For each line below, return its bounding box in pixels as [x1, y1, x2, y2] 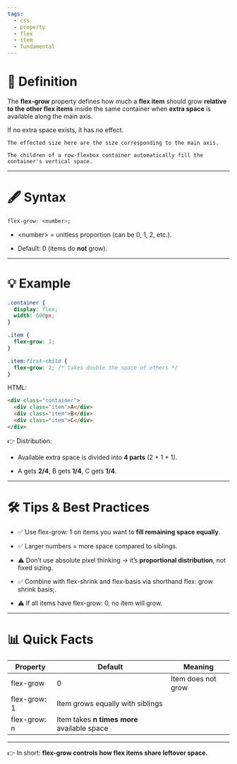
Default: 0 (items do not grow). [17, 244, 108, 252]
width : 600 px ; [13, 312, 55, 319]
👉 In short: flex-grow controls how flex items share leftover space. [7, 748, 208, 757]
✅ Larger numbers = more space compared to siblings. [17, 541, 178, 550]
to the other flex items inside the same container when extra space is [7, 104, 212, 113]
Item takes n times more [56, 715, 138, 724]
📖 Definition [7, 74, 78, 90]
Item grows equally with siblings [56, 698, 164, 708]
